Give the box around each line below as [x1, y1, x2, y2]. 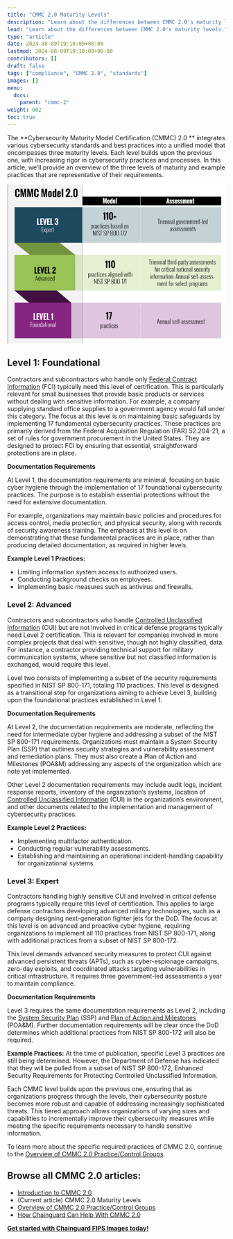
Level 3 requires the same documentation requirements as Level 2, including [7, 1006, 225, 1015]
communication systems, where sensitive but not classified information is [7, 653, 217, 661]
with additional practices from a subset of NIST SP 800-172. [7, 936, 179, 945]
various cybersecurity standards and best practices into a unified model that [7, 141, 225, 149]
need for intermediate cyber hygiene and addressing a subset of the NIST [7, 730, 218, 738]
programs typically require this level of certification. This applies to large [7, 899, 214, 908]
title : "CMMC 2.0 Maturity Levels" [7, 11, 110, 18]
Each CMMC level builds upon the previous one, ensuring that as [7, 1085, 193, 1093]
